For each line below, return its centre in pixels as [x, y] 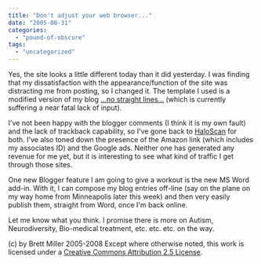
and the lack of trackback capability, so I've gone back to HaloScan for [123, 131]
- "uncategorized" [45, 52]
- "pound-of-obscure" [51, 37]
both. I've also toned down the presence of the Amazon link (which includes [131, 139]
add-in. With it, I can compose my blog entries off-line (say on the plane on [129, 188]
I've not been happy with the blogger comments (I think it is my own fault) [127, 123]
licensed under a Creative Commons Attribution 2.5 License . [105, 252]
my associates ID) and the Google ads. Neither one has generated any [121, 148]
